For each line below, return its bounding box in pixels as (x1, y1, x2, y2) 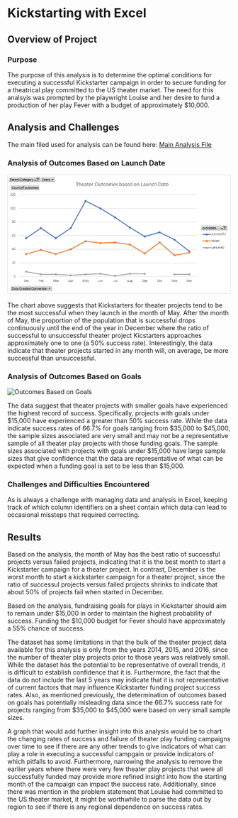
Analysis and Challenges (7, 121, 120, 133)
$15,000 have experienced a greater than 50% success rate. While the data (7, 417, 228, 425)
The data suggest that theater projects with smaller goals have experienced (7, 401, 228, 410)
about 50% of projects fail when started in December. (7, 588, 164, 596)
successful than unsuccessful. (7, 354, 97, 362)
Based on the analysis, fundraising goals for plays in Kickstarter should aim (7, 601, 227, 610)
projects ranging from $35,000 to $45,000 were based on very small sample (7, 706, 231, 714)
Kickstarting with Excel (7, 5, 147, 21)
